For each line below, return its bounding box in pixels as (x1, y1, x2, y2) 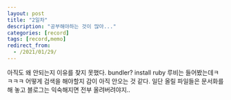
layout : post (7, 10, 45, 17)
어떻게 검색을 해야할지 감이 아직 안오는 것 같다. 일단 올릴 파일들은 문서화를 (25, 77, 224, 85)
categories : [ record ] (7, 29, 70, 37)
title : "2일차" (7, 17, 48, 23)
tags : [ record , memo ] (7, 36, 67, 43)
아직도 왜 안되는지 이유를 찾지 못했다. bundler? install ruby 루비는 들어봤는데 (7, 68, 214, 77)
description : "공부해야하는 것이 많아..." (7, 23, 117, 30)
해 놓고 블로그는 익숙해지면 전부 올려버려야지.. (7, 86, 131, 94)
